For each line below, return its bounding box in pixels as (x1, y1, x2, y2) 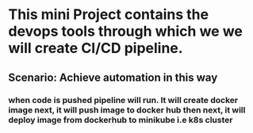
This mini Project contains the (8, 6, 209, 24)
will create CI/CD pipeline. (8, 40, 184, 57)
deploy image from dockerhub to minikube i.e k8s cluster (8, 114, 233, 125)
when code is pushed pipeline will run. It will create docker (8, 94, 239, 105)
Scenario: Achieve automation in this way (8, 70, 218, 84)
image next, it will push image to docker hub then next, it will (8, 104, 246, 116)
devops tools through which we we (8, 22, 243, 40)
